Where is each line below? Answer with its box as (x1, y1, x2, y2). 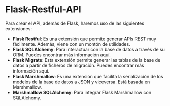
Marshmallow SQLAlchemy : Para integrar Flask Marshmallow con (12, 89, 151, 95)
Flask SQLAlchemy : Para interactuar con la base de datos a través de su (12, 46, 165, 52)
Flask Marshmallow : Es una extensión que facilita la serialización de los (12, 73, 163, 79)
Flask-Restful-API (5, 4, 81, 15)
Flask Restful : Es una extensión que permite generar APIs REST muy (12, 36, 156, 42)
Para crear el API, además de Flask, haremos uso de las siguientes (5, 20, 145, 26)
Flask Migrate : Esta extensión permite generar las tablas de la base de (12, 57, 161, 63)
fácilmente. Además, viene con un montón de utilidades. (12, 41, 130, 47)
